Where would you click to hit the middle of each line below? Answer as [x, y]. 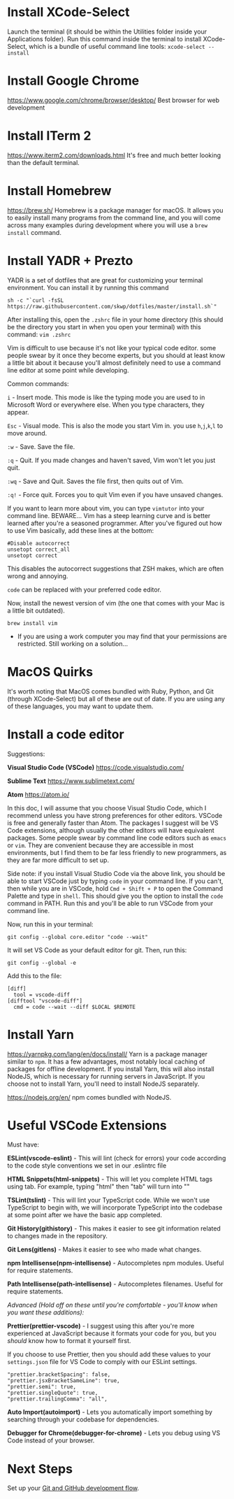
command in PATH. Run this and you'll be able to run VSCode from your [110, 903]
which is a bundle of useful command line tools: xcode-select [117, 46]
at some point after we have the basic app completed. [85, 1215]
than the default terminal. [44, 162]
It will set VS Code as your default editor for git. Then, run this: [97, 950]
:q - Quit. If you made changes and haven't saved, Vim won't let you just [111, 460]
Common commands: [38, 383]
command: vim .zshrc [39, 334]
